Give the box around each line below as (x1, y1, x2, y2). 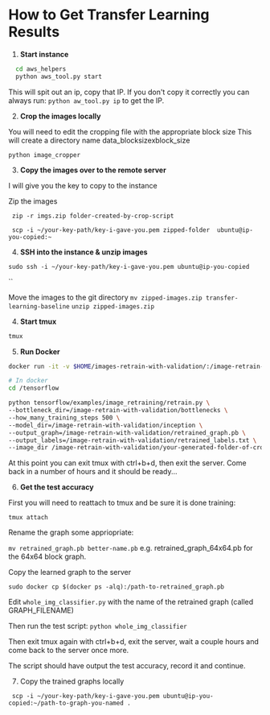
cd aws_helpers (15, 64, 67, 73)
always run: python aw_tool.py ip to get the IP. (8, 95, 165, 105)
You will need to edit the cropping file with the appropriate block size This (8, 126, 252, 136)
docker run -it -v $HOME (8, 362, 92, 370)
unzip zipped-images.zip (71, 302, 155, 311)
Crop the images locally (19, 111, 101, 121)
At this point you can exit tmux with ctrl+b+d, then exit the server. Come (8, 458, 247, 468)
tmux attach (8, 514, 48, 522)
